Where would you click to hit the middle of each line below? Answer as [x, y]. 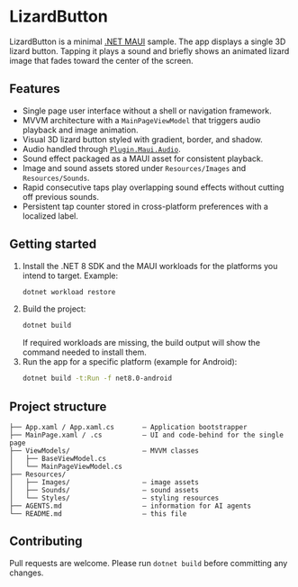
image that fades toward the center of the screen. [101, 60]
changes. [27, 573]
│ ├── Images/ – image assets [104, 483]
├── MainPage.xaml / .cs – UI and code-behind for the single [146, 435]
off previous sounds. [61, 196]
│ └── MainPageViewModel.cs [66, 466]
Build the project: [54, 309]
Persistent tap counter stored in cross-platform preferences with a [145, 206]
